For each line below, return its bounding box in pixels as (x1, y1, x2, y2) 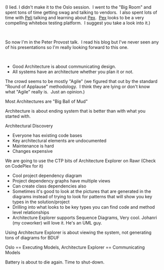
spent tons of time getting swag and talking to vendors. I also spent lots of (5, 9, 157, 15)
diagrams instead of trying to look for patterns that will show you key (12, 194, 152, 199)
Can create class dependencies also (12, 183, 86, 189)
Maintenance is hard (12, 143, 54, 149)
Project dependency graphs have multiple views (12, 178, 111, 183)
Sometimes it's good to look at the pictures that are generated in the (12, 188, 152, 194)
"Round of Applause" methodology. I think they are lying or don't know (5, 84, 150, 90)
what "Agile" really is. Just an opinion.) (5, 89, 85, 94)
